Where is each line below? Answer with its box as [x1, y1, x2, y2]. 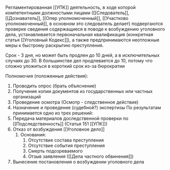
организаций [12, 94, 41, 100]
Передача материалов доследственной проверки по [12, 115, 129, 122]
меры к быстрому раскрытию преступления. [5, 42, 104, 48]
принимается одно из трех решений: [12, 110, 93, 116]
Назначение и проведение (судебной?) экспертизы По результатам [12, 105, 161, 110]
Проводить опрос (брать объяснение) [12, 83, 96, 89]
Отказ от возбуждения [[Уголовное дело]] [12, 126, 105, 132]
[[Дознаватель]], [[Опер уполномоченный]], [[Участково [5, 15, 129, 21]
